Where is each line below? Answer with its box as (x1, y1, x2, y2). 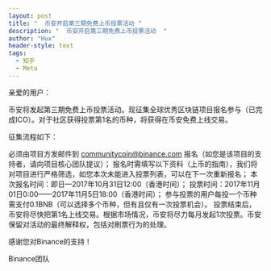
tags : (8, 49, 27, 57)
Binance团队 (8, 253, 50, 263)
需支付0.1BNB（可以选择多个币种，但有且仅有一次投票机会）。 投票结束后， (8, 199, 256, 209)
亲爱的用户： (8, 87, 51, 97)
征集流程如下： (8, 131, 58, 141)
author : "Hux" (8, 34, 56, 43)
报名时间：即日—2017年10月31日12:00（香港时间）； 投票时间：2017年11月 (15, 179, 261, 189)
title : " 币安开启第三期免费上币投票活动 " (8, 19, 143, 27)
